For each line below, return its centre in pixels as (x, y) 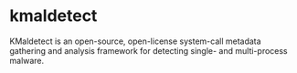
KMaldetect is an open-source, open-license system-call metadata (136, 41)
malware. (27, 60)
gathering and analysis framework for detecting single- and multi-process (148, 50)
